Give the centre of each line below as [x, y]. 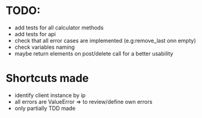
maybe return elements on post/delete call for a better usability [94, 53]
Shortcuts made [47, 79]
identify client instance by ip [50, 95]
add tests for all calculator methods [59, 28]
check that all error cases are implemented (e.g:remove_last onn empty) [105, 40]
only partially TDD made [45, 108]
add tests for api [35, 34]
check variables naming [45, 47]
